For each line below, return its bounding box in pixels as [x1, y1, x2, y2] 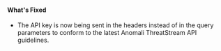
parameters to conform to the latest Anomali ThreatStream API [17, 29, 197, 37]
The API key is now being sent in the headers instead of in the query [17, 21, 214, 29]
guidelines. [17, 36, 49, 45]
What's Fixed [7, 6, 47, 14]
